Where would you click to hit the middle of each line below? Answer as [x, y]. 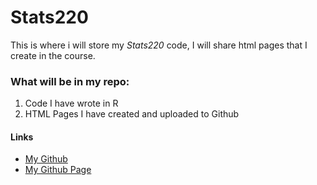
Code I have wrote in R [71, 103]
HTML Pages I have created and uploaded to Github [132, 114]
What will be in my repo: [70, 81]
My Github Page [58, 170]
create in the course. [53, 55]
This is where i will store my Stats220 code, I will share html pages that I [159, 45]
